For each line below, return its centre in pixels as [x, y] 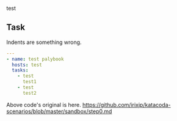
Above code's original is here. [44, 105]
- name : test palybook [35, 59]
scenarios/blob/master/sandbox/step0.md [59, 111]
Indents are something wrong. [44, 42]
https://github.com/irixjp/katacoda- [126, 105]
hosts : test [27, 65]
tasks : [20, 70]
